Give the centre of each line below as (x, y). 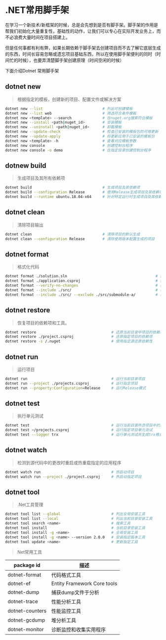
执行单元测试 (30, 416)
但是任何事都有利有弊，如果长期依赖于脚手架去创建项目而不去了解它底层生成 (83, 48)
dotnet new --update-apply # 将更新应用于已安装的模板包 (80, 136)
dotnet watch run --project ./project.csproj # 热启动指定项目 (73, 477)
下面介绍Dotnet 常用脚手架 (32, 70)
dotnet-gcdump (26, 620)
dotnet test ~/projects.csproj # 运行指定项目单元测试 (79, 430)
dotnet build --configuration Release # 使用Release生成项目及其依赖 (82, 192)
